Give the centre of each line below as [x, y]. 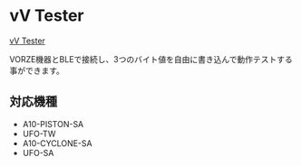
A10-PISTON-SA [53, 124]
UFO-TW [39, 134]
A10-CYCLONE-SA [57, 143]
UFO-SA [38, 152]
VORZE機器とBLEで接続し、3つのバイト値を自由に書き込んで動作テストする [151, 59]
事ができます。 [37, 70]
